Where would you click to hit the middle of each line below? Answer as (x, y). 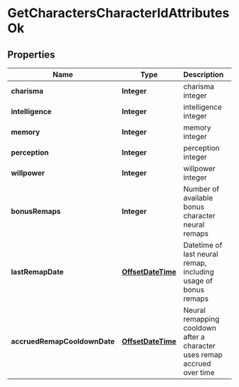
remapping (201, 319)
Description (203, 74)
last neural (201, 254)
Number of (201, 189)
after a (194, 337)
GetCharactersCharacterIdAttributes (118, 13)
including (199, 272)
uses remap (203, 355)
